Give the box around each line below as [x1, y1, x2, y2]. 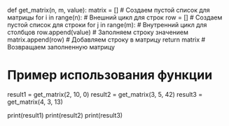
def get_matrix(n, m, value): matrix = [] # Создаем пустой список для [7, 6, 210, 14]
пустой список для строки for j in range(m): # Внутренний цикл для [7, 21, 207, 29]
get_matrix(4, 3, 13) [7, 97, 63, 106]
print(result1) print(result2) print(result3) [7, 111, 123, 119]
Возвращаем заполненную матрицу [7, 43, 116, 51]
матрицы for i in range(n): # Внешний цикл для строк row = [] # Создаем [7, 13, 223, 22]
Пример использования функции [7, 68, 213, 83]
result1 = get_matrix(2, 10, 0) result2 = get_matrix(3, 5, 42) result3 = [7, 90, 203, 98]
